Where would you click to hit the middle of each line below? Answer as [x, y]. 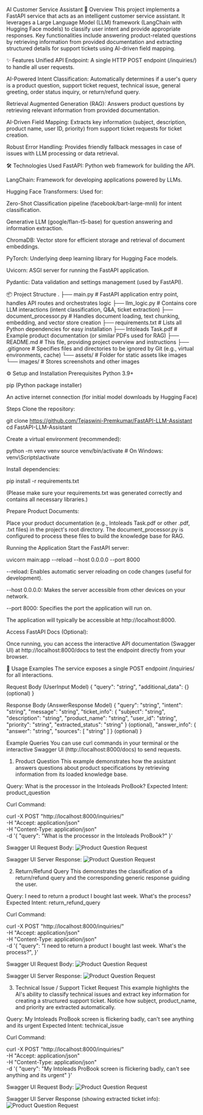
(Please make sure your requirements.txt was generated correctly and [94, 493]
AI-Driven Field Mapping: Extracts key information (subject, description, [96, 122]
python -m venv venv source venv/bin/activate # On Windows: [85, 451]
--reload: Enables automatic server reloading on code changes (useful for [99, 572]
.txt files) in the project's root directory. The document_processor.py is [95, 529]
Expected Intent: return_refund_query [53, 902]
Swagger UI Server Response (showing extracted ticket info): [83, 1099]
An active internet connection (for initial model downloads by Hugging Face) [102, 397]
